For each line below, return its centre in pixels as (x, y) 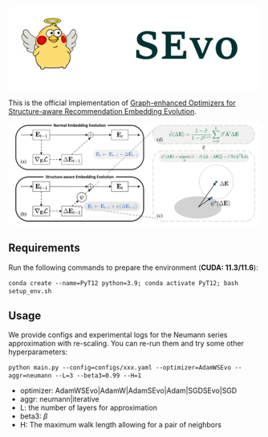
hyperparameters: (38, 352)
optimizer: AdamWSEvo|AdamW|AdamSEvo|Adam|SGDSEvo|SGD (128, 390)
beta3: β (34, 416)
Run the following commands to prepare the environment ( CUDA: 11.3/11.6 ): (133, 268)
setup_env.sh (30, 291)
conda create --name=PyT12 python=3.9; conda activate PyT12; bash (124, 283)
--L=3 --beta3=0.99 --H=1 (98, 376)
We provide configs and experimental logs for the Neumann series (118, 335)
